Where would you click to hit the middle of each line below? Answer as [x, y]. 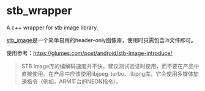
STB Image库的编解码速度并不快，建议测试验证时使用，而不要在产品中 [110, 66]
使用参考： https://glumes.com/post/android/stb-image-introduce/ [89, 53]
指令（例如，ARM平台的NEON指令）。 [74, 81]
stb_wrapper [39, 11]
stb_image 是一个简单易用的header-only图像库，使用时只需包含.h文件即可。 [102, 40]
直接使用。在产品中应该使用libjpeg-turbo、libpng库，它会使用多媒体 [107, 73]
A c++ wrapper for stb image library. [52, 27]
